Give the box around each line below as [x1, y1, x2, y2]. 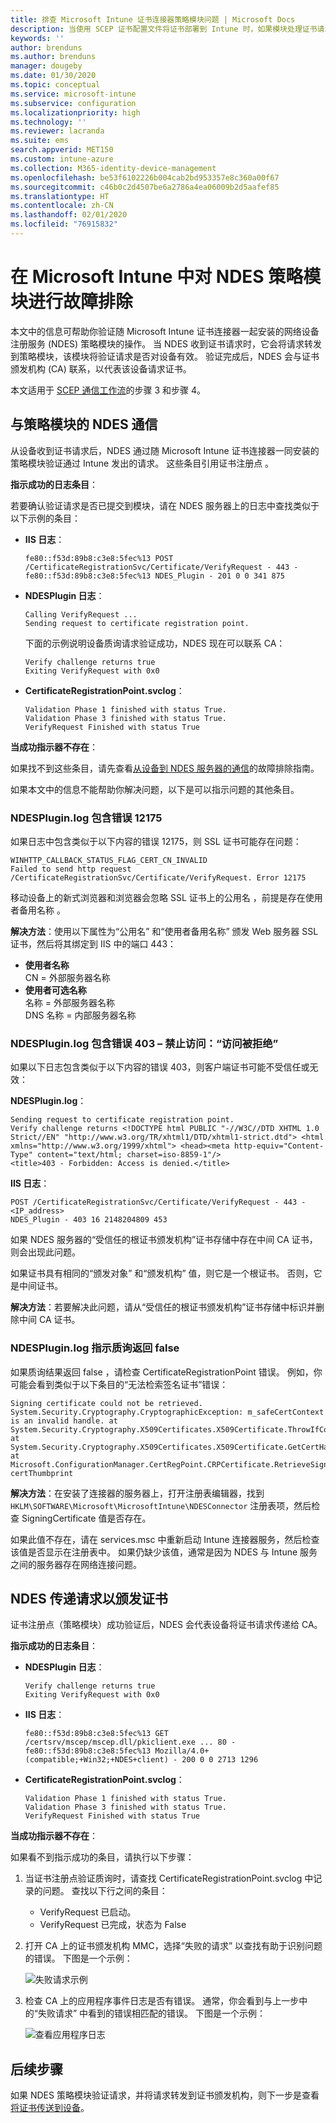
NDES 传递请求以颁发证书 [10, 1590, 168, 1607]
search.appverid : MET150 [10, 145, 114, 155]
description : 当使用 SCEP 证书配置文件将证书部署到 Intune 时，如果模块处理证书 [10, 24, 318, 34]
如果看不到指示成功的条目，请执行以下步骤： [10, 1851, 195, 1863]
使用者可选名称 [24, 984, 87, 996]
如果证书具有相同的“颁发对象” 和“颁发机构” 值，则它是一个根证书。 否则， [10, 1267, 314, 1280]
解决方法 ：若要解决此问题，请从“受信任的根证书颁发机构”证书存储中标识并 [10, 1301, 317, 1313]
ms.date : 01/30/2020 [10, 71, 97, 81]
